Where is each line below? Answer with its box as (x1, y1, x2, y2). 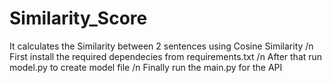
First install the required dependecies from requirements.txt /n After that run (9, 50, 323, 62)
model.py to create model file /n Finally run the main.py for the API (9, 61, 283, 73)
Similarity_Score (9, 7, 148, 30)
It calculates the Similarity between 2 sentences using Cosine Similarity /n (9, 40, 314, 52)
